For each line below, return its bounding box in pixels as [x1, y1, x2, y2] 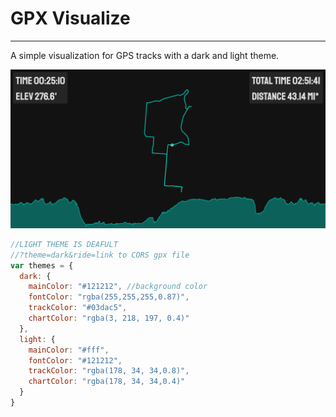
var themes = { [10, 260, 74, 271]
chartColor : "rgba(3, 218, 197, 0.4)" [28, 313, 190, 324]
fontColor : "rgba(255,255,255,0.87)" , [28, 292, 190, 302]
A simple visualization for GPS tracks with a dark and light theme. [10, 49, 280, 61]
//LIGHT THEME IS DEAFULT [10, 239, 118, 249]
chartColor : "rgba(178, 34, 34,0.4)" [28, 377, 186, 387]
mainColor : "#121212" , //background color [28, 282, 208, 292]
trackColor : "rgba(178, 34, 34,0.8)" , [28, 366, 190, 376]
